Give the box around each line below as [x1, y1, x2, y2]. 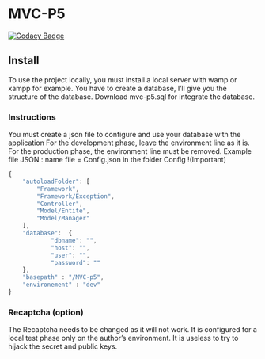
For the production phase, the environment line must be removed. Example [8, 147, 252, 156]
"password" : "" [50, 258, 101, 266]
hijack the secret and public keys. [8, 342, 118, 351]
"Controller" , [36, 200, 83, 208]
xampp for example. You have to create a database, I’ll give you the [8, 83, 227, 93]
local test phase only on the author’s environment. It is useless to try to [8, 334, 239, 343]
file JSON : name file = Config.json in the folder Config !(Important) [8, 155, 227, 165]
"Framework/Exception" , [36, 192, 115, 201]
